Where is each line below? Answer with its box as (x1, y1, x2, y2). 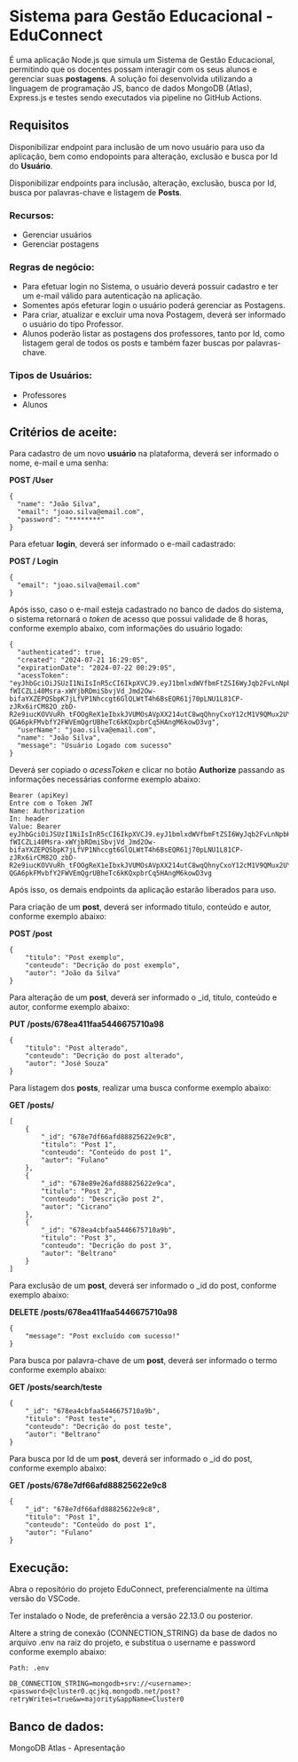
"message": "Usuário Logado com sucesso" (17, 742, 173, 750)
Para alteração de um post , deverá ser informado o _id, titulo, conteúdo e (9, 992, 278, 1003)
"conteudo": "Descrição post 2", (41, 1195, 165, 1204)
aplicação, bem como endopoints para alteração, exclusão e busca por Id (9, 151, 278, 162)
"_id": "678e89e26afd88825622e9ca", (41, 1179, 176, 1188)
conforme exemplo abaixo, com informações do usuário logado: (9, 623, 244, 634)
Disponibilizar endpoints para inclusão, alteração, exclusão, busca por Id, (9, 178, 277, 188)
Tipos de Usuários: (9, 369, 93, 382)
